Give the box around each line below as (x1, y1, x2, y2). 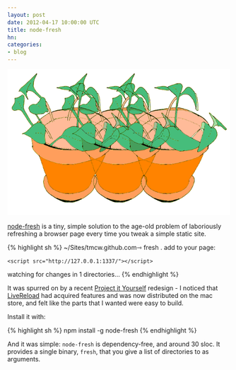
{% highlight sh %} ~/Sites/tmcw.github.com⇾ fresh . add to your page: (7, 243, 216, 251)
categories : (7, 41, 42, 49)
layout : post (7, 11, 46, 18)
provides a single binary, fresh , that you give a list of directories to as (7, 347, 209, 356)
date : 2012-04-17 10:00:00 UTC (7, 18, 100, 26)
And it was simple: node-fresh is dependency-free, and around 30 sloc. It (7, 340, 220, 348)
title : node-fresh (7, 26, 61, 33)
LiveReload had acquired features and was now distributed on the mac (7, 291, 213, 299)
